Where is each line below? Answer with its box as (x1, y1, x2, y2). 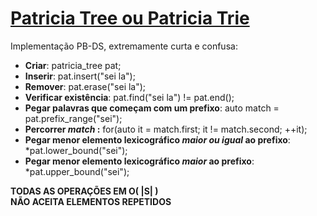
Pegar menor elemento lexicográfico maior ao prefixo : (24, 155, 255, 167)
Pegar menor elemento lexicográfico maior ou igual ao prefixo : (24, 133, 291, 146)
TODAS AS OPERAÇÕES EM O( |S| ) (10, 185, 159, 197)
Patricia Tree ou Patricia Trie (10, 7, 250, 30)
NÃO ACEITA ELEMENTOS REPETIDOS (10, 195, 172, 207)
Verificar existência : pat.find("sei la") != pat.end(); (24, 91, 235, 103)
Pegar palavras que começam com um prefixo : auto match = (24, 102, 280, 114)
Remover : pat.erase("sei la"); (24, 80, 147, 92)
